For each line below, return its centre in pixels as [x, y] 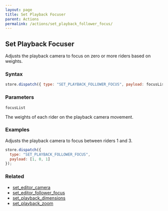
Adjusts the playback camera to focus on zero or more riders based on [78, 56]
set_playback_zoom [33, 203]
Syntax [14, 74]
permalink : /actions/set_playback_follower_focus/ [59, 24]
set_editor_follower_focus [38, 193]
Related [15, 177]
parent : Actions [22, 19]
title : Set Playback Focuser [35, 14]
